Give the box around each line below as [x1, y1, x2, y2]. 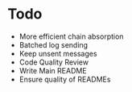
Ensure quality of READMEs [19, 74, 111, 84]
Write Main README [19, 65, 87, 75]
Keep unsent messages [19, 48, 97, 58]
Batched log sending [19, 40, 89, 49]
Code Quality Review [19, 57, 89, 67]
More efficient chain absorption [19, 31, 124, 41]
